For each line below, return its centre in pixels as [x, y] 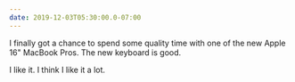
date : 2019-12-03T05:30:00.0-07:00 [75, 17]
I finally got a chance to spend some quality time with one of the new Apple [147, 43]
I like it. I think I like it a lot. [57, 70]
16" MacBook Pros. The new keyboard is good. [95, 52]
